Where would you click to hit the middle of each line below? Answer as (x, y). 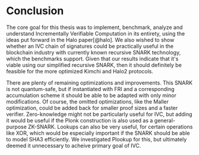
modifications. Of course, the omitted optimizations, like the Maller (88, 101)
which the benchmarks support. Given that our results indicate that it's (92, 59)
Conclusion (35, 11)
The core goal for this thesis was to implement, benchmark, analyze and (94, 27)
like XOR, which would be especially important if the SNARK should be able (98, 133)
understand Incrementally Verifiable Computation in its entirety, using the (96, 33)
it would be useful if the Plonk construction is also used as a (80, 120)
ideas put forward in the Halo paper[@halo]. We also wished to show (90, 40)
